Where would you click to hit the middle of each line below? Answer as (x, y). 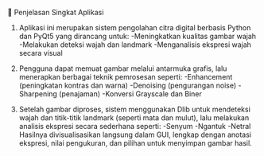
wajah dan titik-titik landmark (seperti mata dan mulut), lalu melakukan (134, 118)
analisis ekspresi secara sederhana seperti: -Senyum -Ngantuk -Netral (135, 126)
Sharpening (38, 94)
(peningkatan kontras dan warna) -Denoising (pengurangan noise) (128, 85)
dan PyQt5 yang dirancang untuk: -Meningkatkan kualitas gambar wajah (137, 36)
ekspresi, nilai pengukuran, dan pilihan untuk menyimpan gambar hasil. (135, 143)
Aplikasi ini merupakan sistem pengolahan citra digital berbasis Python (135, 27)
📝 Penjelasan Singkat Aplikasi (56, 12)
